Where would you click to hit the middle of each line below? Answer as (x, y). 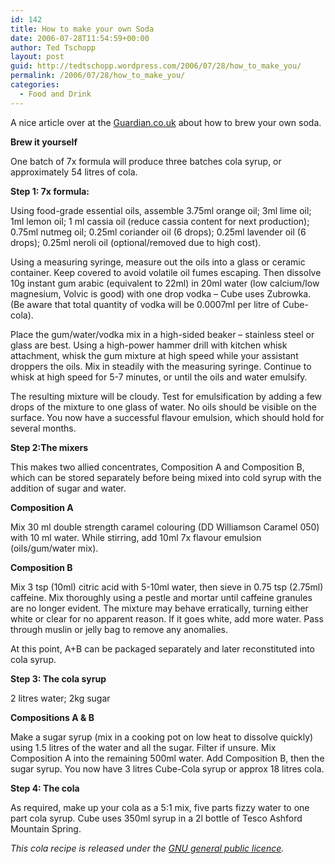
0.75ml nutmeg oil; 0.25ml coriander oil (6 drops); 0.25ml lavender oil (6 (158, 232)
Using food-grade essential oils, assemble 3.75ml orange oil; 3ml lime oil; (161, 210)
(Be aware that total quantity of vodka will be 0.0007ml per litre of (145, 304)
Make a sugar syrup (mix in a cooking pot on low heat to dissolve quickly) (162, 737)
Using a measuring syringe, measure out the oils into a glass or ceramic (158, 262)
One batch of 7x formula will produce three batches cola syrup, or (146, 161)
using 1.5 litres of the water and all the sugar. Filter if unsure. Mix (143, 747)
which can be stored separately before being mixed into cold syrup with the (166, 477)
